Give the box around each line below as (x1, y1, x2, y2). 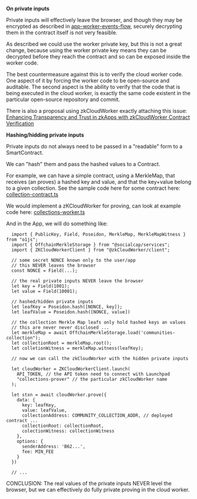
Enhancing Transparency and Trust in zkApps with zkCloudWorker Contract (6, 114, 191, 121)
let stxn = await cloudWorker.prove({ (11, 392, 107, 398)
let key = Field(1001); (11, 283, 70, 289)
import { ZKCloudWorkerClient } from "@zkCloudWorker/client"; (11, 247, 170, 253)
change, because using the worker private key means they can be (6, 47, 167, 54)
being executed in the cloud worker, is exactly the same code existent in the (6, 90, 191, 96)
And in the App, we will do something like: (6, 220, 108, 227)
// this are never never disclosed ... (11, 325, 110, 330)
